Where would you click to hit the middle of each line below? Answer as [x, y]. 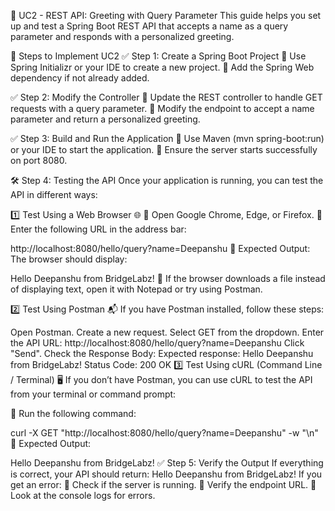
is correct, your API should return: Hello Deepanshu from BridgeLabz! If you [166, 474]
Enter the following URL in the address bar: [98, 229]
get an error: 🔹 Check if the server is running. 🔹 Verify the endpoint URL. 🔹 [163, 484]
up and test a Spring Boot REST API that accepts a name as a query [149, 26]
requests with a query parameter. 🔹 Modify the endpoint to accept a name [162, 108]
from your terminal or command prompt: [93, 394]
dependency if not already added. [80, 78]
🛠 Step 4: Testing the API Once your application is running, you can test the [167, 180]
